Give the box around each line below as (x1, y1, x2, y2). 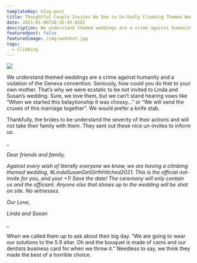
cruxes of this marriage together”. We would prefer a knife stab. (6, 105, 160, 112)
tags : (6, 41, 20, 47)
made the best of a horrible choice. (6, 251, 91, 258)
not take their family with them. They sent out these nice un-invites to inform (6, 122, 191, 129)
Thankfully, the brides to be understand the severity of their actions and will (6, 116, 189, 123)
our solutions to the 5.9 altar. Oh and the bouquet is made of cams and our (6, 238, 186, 245)
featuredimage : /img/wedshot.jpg (6, 36, 88, 41)
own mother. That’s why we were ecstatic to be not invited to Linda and (6, 86, 178, 93)
